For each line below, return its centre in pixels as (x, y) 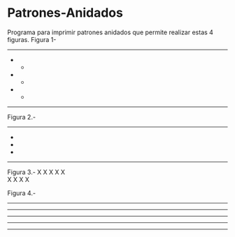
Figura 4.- (22, 193)
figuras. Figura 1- (32, 39)
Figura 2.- (22, 117)
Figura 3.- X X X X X (36, 172)
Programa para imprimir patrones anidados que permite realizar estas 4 (110, 32)
